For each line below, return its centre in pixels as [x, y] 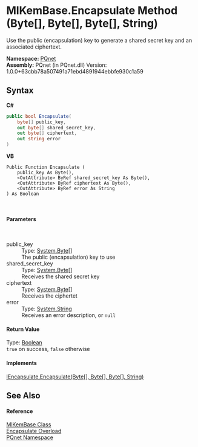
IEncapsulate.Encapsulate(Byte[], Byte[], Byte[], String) [75, 377]
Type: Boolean [24, 343]
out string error [39, 139]
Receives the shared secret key [61, 276]
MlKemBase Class [29, 425]
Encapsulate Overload [34, 431]
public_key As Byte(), [46, 172]
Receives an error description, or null [69, 315]
